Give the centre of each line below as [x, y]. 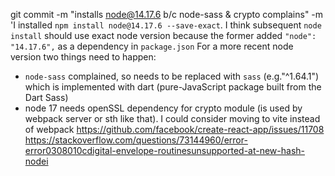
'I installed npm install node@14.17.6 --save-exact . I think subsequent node [166, 25]
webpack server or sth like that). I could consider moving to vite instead [172, 118]
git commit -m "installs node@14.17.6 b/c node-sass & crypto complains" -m [167, 14]
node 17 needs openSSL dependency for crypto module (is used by [163, 108]
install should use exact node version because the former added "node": [163, 35]
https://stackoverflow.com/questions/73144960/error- [136, 140]
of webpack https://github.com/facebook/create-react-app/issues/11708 [174, 129]
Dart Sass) [46, 97]
